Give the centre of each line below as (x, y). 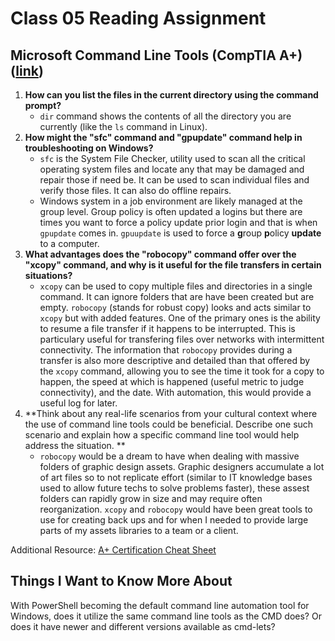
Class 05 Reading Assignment (138, 18)
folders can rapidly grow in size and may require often (151, 498)
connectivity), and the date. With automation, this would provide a (175, 392)
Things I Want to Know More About (121, 581)
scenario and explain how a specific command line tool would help (162, 435)
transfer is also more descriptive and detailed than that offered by (175, 360)
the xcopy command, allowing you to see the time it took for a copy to (182, 371)
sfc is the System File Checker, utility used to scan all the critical (172, 158)
